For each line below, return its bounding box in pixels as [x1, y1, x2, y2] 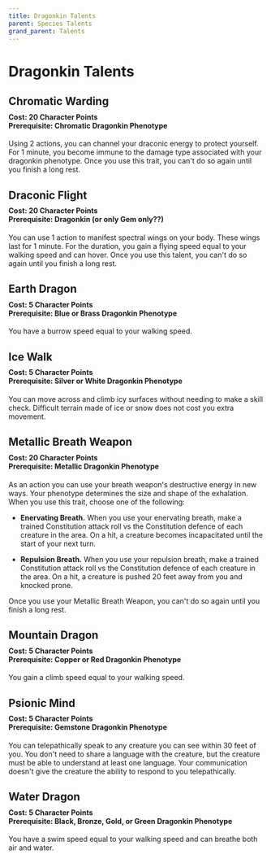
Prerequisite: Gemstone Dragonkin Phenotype [8, 722, 168, 732]
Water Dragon [8, 790, 81, 804]
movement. [8, 412, 46, 421]
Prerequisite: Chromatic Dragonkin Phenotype [8, 120, 168, 130]
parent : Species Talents [8, 20, 92, 28]
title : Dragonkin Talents [8, 11, 96, 20]
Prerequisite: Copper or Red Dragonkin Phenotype [8, 654, 182, 664]
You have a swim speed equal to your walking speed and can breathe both [8, 835, 258, 844]
